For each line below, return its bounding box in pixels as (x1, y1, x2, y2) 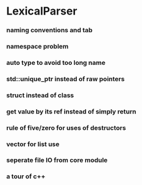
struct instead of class (6, 91, 74, 99)
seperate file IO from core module (6, 156, 108, 164)
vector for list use (6, 140, 60, 148)
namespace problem (6, 42, 69, 51)
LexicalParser (6, 4, 77, 18)
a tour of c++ (6, 172, 46, 181)
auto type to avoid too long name (6, 58, 105, 67)
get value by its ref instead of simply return (6, 107, 137, 116)
